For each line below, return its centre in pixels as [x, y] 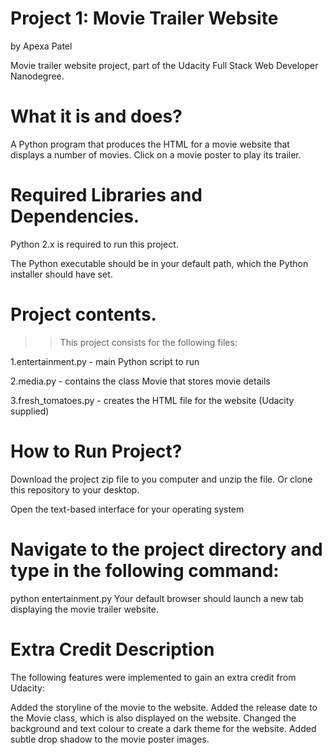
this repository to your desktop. [75, 489]
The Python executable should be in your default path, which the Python [159, 263]
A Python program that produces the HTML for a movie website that [150, 144]
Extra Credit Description [112, 649]
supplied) [30, 411]
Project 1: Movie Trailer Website [144, 18]
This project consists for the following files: [148, 342]
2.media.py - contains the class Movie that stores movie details [140, 381]
